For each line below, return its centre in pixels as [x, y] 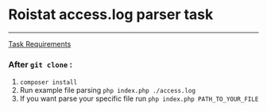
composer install [48, 82]
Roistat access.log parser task [111, 15]
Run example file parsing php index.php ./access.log [108, 90]
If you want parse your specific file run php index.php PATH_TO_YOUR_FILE [139, 99]
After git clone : [41, 64]
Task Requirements [40, 44]
